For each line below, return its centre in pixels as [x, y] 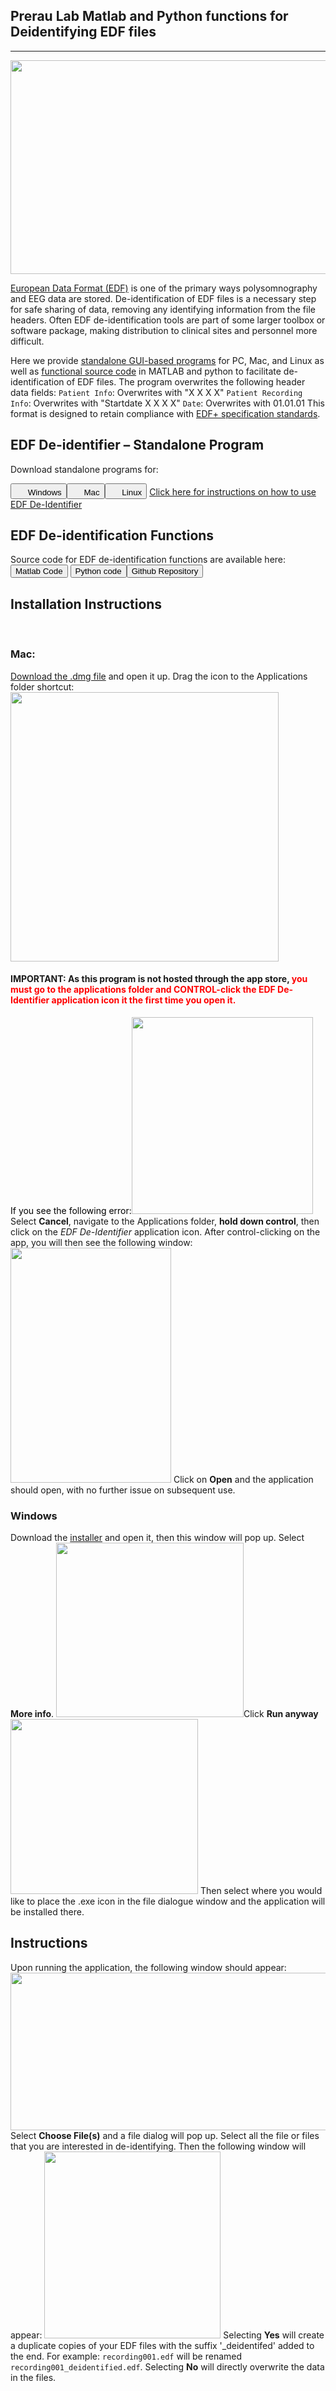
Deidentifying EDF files [83, 32]
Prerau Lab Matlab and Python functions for [149, 16]
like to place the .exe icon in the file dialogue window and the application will [168, 1901]
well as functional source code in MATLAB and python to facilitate [146, 371]
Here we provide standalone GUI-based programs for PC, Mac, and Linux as [167, 360]
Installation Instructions [86, 604]
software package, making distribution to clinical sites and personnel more [164, 330]
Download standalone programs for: [84, 469]
